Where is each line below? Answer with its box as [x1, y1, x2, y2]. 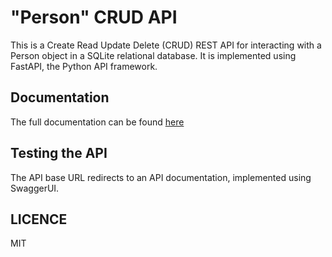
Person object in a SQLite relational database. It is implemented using [10, 49, 297, 61]
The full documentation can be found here [10, 116, 185, 128]
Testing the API [10, 145, 108, 162]
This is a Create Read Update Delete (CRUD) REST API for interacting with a [10, 39, 322, 51]
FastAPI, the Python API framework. [10, 60, 158, 72]
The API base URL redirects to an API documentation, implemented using [10, 171, 312, 183]
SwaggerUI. [10, 182, 60, 194]
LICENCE [10, 211, 68, 228]
